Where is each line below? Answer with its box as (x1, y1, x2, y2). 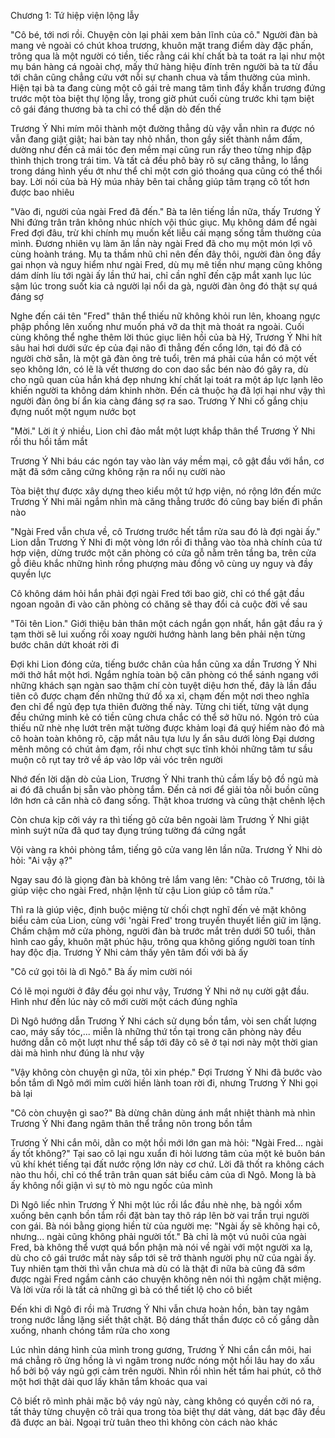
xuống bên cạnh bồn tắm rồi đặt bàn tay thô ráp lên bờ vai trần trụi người (10, 1210, 310, 1221)
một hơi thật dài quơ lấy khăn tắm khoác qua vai (10, 1376, 208, 1387)
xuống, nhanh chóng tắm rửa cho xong (10, 1325, 171, 1336)
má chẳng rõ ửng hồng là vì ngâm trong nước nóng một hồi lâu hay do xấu (10, 1355, 315, 1366)
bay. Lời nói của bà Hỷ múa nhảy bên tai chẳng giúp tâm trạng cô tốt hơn (10, 176, 310, 187)
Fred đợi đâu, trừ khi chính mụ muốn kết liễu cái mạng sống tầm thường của (10, 227, 322, 239)
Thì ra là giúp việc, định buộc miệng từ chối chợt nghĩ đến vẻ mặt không (10, 904, 307, 915)
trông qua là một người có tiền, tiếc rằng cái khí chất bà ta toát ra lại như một (10, 50, 325, 62)
